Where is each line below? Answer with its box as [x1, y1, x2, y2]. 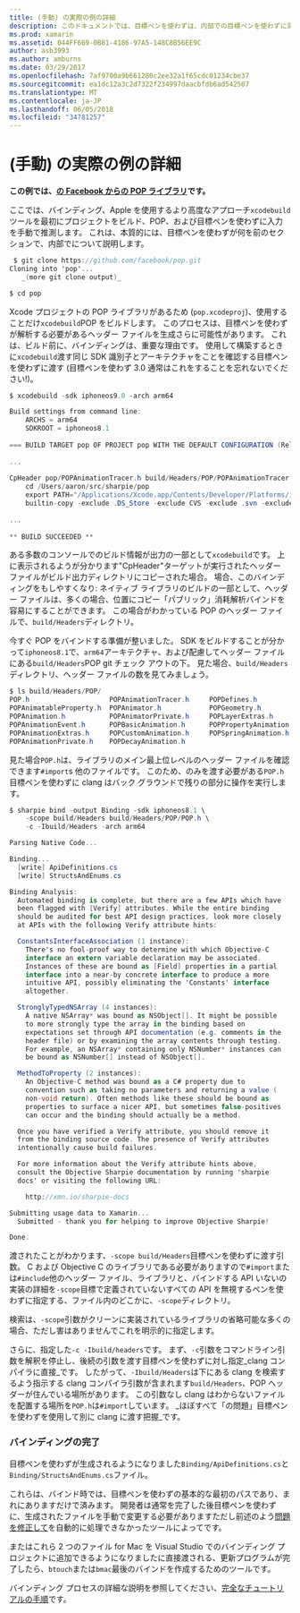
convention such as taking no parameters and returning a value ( [25, 1086, 278, 1095]
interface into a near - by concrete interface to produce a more [25, 970, 270, 979]
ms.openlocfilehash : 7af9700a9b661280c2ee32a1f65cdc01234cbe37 [9, 72, 250, 81]
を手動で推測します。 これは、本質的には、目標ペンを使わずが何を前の [9, 227, 270, 238]
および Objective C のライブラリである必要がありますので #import [35, 1261, 275, 1272]
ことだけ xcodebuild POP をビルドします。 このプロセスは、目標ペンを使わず [9, 317, 288, 328]
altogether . [25, 986, 70, 996]
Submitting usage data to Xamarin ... [9, 1208, 150, 1217]
